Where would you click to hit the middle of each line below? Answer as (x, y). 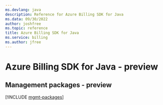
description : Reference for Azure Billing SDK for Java (64, 14)
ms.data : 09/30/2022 (27, 19)
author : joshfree (23, 24)
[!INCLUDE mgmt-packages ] (34, 97)
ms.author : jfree (23, 42)
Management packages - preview (59, 85)
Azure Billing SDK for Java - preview (82, 66)
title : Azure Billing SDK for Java (42, 33)
